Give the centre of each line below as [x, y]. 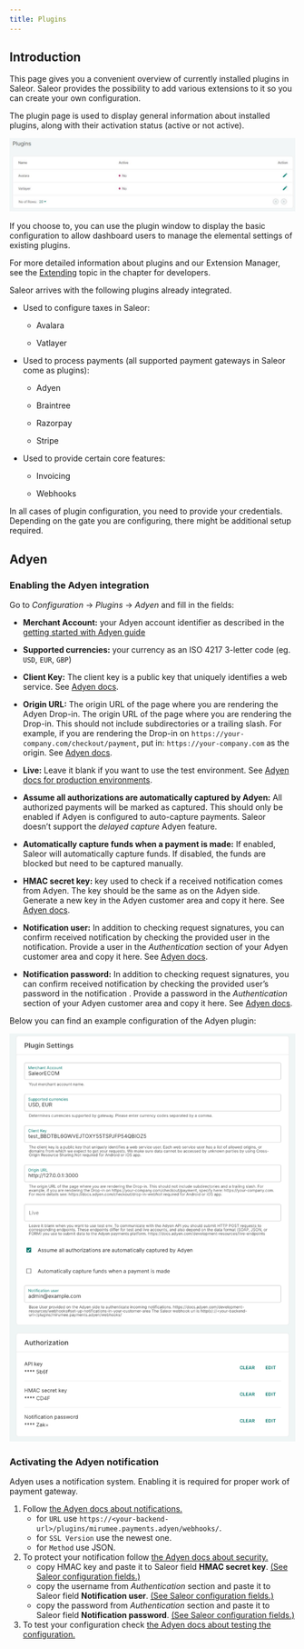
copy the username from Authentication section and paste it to [153, 1586]
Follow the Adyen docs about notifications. [103, 1509]
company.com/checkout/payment [80, 744]
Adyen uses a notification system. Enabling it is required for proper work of [150, 1482]
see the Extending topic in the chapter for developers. [110, 273]
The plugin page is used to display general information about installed [140, 116]
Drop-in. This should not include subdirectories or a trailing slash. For [152, 724]
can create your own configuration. [75, 98]
